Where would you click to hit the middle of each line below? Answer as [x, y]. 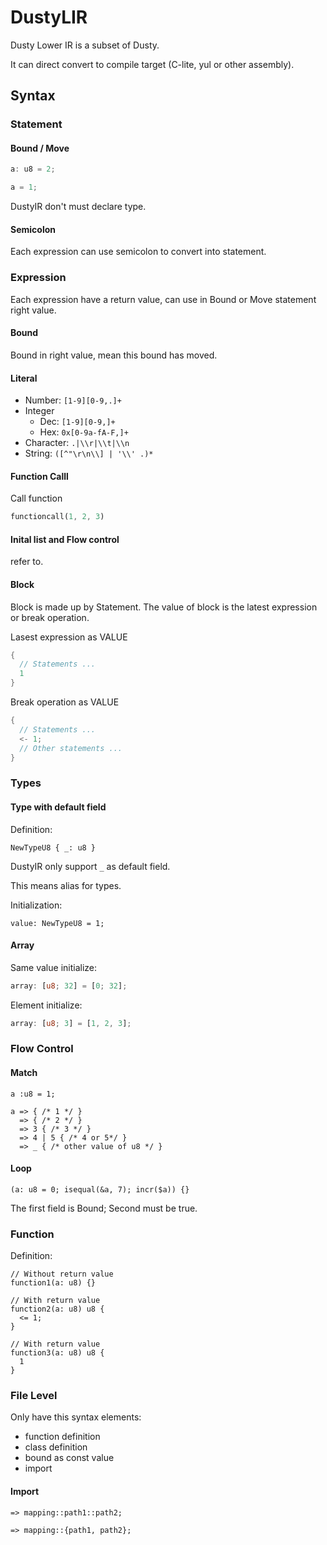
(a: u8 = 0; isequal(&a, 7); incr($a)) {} [100, 1189]
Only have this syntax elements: [76, 1417]
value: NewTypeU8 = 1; [57, 923]
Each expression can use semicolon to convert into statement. [138, 252]
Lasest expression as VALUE [69, 637]
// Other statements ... [71, 748]
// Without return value [62, 1274]
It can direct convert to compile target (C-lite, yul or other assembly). [152, 64]
